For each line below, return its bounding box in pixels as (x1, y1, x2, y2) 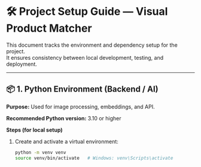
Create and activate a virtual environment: (14, 138, 118, 145)
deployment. (6, 60, 37, 68)
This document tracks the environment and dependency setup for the (6, 41, 178, 48)
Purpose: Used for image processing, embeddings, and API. (6, 103, 155, 110)
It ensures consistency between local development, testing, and (6, 54, 164, 61)
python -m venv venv (14, 149, 66, 156)
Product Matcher (6, 22, 92, 35)
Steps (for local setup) (6, 126, 63, 133)
